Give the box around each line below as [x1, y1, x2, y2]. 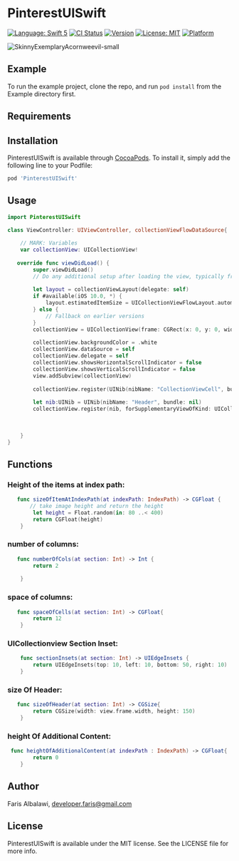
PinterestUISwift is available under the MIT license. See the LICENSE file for [7, 839, 229, 847]
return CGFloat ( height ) [33, 516, 103, 523]
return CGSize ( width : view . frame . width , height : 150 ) [33, 708, 196, 715]
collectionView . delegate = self [33, 352, 129, 360]
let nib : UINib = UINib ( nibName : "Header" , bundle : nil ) [33, 399, 202, 406]
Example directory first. [7, 89, 76, 98]
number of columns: [7, 539, 80, 549]
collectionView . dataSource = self [33, 346, 135, 353]
